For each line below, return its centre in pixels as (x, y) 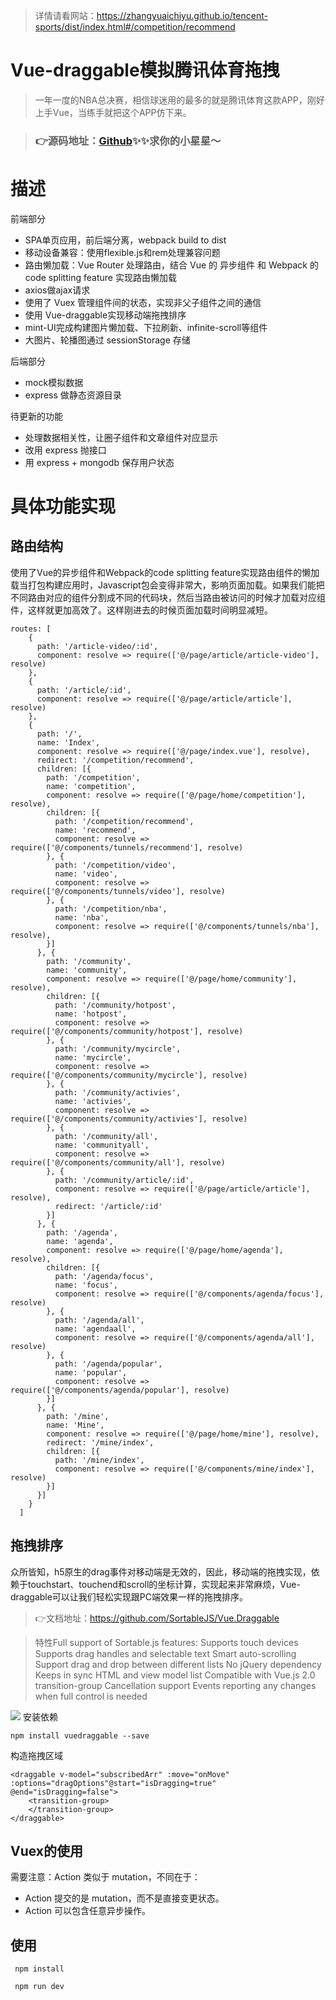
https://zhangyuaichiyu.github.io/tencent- (182, 15)
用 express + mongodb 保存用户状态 (99, 462)
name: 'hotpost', (91, 1014)
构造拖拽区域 (36, 1755)
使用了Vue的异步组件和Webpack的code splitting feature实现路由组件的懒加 (165, 572)
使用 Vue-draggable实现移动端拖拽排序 (105, 315)
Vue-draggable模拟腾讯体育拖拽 (145, 70)
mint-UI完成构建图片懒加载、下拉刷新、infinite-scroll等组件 (146, 327)
